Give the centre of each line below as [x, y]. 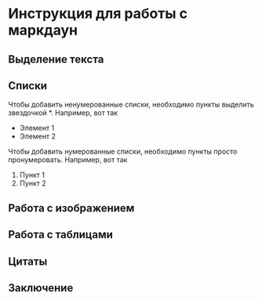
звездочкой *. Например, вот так [63, 113]
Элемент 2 [38, 136]
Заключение [41, 288]
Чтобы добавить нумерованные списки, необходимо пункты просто [123, 152]
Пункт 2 [33, 183]
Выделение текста [56, 59]
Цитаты [28, 261]
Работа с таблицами [61, 235]
